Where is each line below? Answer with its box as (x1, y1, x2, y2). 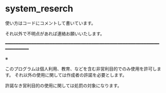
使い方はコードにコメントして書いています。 (5, 20, 96, 26)
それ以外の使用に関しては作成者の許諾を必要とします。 (14, 72, 127, 78)
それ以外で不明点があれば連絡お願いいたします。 (5, 30, 105, 36)
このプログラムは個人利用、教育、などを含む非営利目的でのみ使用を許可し (5, 66, 157, 72)
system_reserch (5, 3, 73, 14)
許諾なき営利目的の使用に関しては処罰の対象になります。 (5, 83, 122, 89)
